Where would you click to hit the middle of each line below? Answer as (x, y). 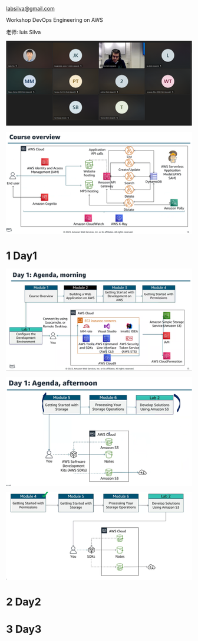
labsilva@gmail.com (30, 9)
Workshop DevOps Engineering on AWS (55, 20)
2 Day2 (24, 602)
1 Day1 (22, 256)
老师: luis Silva (24, 32)
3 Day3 (24, 629)
